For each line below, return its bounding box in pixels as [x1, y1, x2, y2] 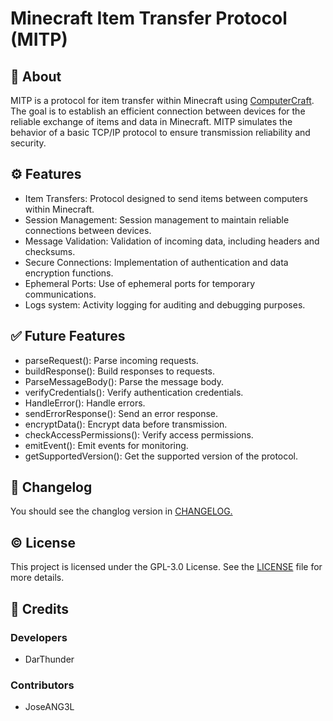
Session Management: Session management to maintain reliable [24, 213, 290, 226]
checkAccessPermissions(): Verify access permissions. [24, 428, 254, 441]
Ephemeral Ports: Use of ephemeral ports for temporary [24, 277, 256, 289]
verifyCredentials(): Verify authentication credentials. [24, 386, 244, 398]
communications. [24, 288, 97, 300]
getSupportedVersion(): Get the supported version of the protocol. [24, 450, 299, 462]
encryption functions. [24, 267, 114, 279]
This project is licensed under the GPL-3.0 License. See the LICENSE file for [10, 561, 323, 573]
